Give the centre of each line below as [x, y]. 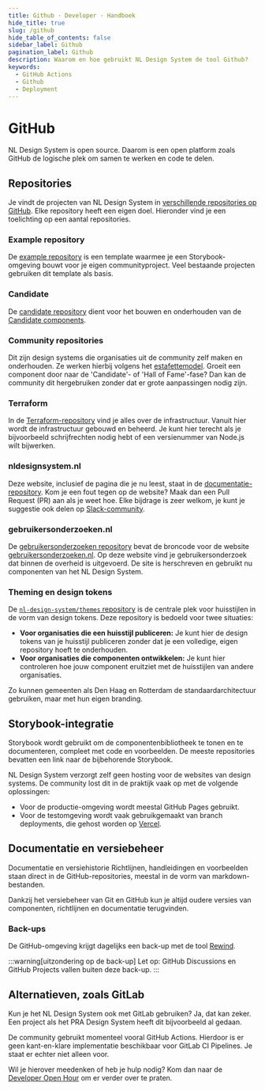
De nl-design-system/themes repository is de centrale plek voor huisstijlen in [132, 609]
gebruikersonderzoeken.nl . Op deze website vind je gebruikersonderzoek [127, 554]
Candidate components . [47, 320]
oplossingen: [29, 792]
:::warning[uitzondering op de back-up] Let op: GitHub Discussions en [122, 961]
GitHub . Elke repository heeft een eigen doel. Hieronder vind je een [117, 211]
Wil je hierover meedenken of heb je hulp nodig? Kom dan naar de [116, 1069]
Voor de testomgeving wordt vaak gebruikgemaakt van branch [121, 816]
